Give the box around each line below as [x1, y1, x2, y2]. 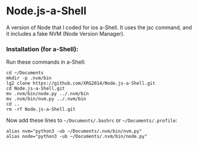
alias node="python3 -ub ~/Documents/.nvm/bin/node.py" [6, 134, 147, 140]
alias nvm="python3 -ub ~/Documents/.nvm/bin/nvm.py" [6, 128, 143, 134]
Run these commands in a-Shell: [6, 58, 86, 66]
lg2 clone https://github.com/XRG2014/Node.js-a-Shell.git [6, 80, 156, 87]
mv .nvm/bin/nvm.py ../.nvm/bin [6, 96, 86, 102]
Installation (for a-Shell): [6, 45, 78, 53]
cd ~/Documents [6, 70, 44, 76]
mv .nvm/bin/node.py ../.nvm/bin [6, 91, 89, 97]
